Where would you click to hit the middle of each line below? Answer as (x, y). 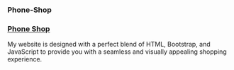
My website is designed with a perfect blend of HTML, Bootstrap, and (109, 45)
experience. (25, 59)
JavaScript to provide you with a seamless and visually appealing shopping (117, 52)
